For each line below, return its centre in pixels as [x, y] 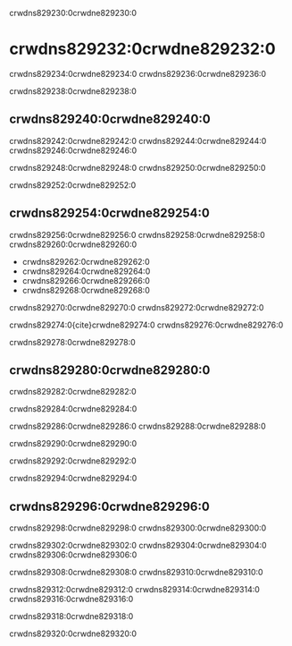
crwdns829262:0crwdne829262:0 [86, 261]
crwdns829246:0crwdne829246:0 [73, 150]
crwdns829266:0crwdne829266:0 [86, 280]
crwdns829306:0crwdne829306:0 [73, 555]
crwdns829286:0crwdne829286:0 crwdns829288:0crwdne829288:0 [138, 426]
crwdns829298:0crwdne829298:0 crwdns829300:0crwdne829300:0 [138, 528]
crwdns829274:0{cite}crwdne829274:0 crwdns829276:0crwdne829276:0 [146, 325]
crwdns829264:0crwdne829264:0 [86, 271]
